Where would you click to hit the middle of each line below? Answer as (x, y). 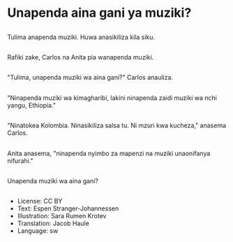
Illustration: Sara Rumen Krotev (62, 216)
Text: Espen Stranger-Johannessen (68, 208)
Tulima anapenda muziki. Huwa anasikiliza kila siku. (81, 37)
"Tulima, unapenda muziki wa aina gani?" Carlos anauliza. (90, 78)
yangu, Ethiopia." (32, 105)
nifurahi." (20, 161)
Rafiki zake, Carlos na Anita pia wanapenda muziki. (81, 57)
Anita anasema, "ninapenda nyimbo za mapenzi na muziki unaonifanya (109, 153)
